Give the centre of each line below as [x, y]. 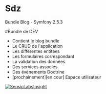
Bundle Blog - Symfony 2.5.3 [34, 22]
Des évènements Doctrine [38, 72]
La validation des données [39, 61]
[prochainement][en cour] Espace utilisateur [57, 77]
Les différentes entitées [36, 51]
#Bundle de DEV [21, 31]
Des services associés [35, 67]
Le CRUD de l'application [37, 46]
